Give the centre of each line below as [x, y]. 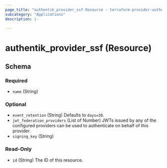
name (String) [25, 91]
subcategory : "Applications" [35, 14]
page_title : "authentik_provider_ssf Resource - [56, 10]
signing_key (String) [33, 136]
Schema [18, 66]
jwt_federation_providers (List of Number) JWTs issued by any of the [84, 120]
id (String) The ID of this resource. [48, 160]
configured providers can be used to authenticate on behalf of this [81, 126]
